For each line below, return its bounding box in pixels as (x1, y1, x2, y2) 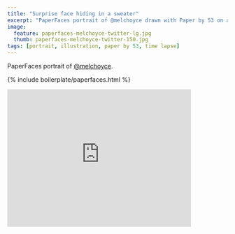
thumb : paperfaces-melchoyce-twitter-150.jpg (13, 36, 149, 43)
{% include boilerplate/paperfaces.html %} (7, 75, 131, 84)
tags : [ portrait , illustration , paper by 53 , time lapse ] (7, 43, 180, 50)
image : (7, 23, 27, 30)
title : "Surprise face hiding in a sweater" (7, 10, 139, 17)
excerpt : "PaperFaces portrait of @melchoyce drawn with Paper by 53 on (7, 17, 224, 24)
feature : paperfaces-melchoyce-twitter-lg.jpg (13, 29, 152, 37)
